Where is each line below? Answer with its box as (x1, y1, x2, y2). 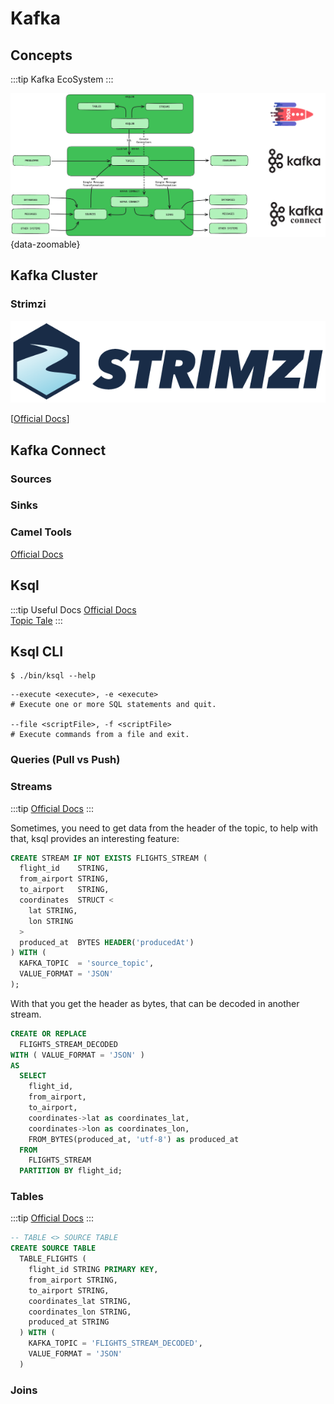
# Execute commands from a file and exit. (10, 730, 190, 740)
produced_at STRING (28, 1317, 110, 1327)
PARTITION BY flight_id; (19, 1166, 123, 1176)
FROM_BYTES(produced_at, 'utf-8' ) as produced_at (28, 1134, 240, 1144)
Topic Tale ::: (10, 614, 63, 626)
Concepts (10, 47, 73, 64)
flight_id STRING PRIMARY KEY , (28, 1265, 159, 1275)
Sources (10, 472, 52, 486)
